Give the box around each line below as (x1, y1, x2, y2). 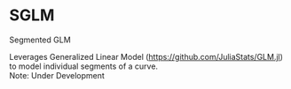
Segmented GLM (9, 34, 71, 45)
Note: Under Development (9, 70, 105, 80)
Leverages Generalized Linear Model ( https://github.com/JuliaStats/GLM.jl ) (9, 51, 284, 62)
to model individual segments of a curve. (9, 61, 158, 71)
